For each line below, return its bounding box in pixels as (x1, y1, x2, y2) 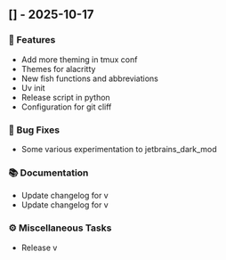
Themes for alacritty (20, 63, 96, 74)
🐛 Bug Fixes (8, 124, 60, 136)
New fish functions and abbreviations (20, 73, 159, 84)
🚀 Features (8, 34, 56, 46)
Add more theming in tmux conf (20, 53, 138, 65)
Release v (20, 242, 58, 253)
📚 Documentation (8, 167, 89, 179)
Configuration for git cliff (20, 102, 112, 112)
